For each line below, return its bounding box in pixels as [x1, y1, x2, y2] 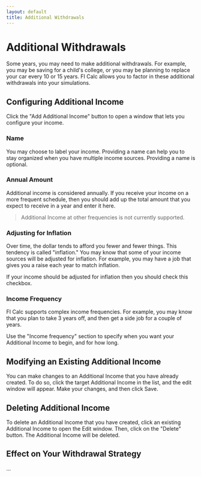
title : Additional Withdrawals [6, 14, 85, 20]
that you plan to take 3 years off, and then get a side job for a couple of [6, 315, 182, 322]
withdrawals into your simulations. [6, 79, 91, 87]
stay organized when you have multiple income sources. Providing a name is [6, 154, 196, 161]
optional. [6, 161, 28, 168]
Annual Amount [6, 176, 53, 184]
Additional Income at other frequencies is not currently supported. [20, 214, 185, 221]
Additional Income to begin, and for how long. [6, 339, 119, 346]
